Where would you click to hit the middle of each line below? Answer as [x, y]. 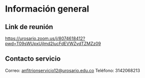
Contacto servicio [33, 59]
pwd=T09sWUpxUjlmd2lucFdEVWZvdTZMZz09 [53, 44]
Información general [47, 9]
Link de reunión [29, 27]
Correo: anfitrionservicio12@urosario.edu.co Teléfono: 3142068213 [72, 70]
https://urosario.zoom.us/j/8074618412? [45, 38]
